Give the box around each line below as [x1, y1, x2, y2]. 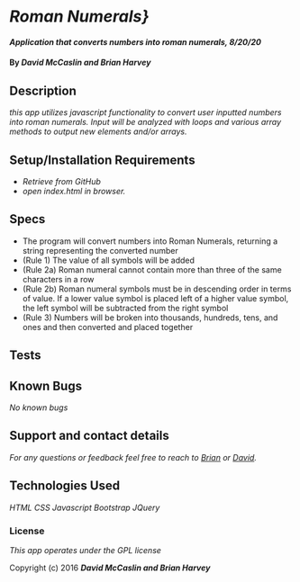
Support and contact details [9, 428, 169, 443]
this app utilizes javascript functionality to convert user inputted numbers [9, 107, 282, 118]
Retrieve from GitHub [22, 176, 102, 186]
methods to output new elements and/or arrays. [9, 126, 187, 137]
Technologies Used [9, 479, 120, 494]
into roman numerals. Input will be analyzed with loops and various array [9, 117, 282, 128]
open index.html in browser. [22, 186, 126, 196]
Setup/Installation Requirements [9, 152, 195, 167]
